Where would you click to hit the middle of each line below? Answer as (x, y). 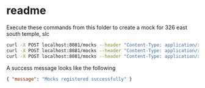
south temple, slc (28, 33)
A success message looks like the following (61, 68)
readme (26, 11)
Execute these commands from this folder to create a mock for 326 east (97, 27)
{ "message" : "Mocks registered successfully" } (69, 79)
